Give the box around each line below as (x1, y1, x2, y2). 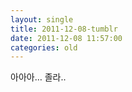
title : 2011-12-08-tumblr (10, 24, 118, 34)
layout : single (10, 14, 74, 25)
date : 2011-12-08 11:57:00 (10, 33, 123, 43)
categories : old (10, 42, 78, 53)
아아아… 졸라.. (10, 71, 67, 83)
